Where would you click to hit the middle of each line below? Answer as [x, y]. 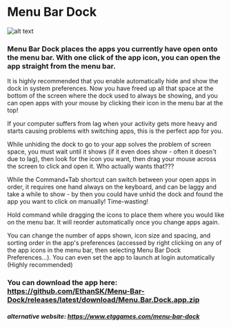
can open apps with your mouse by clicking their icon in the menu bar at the [115, 103]
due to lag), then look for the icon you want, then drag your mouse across [112, 159]
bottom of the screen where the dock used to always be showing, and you [113, 96]
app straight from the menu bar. [61, 66]
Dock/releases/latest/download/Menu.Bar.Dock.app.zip [103, 300]
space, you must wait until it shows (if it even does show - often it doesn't [112, 151]
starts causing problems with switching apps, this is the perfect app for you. [115, 131]
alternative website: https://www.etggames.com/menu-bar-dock [103, 316]
